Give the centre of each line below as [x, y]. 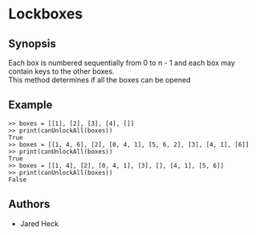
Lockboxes [46, 14]
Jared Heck [39, 223]
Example [30, 105]
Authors [29, 204]
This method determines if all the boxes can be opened [100, 80]
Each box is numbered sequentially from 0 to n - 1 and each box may [122, 63]
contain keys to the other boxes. [61, 71]
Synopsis [32, 44]
